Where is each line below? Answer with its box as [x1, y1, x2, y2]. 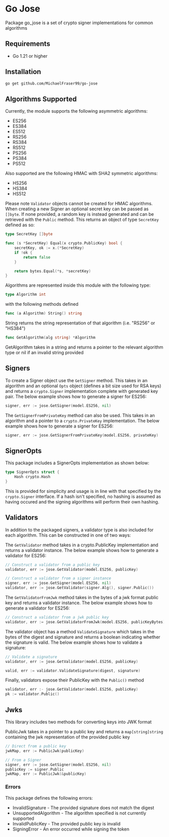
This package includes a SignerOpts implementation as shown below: [5, 460, 149, 466]
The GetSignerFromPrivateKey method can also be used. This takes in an [5, 412, 155, 418]
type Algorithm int [5, 292, 46, 297]
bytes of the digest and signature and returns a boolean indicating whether [5, 634, 160, 640]
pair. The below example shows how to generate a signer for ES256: [5, 393, 147, 399]
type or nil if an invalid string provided [5, 349, 84, 355]
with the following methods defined [5, 301, 79, 307]
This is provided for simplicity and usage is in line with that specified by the [5, 488, 161, 494]
